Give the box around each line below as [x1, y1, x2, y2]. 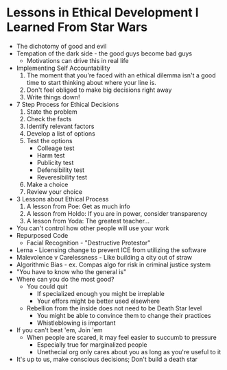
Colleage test [36, 144, 75, 152]
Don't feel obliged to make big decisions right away [26, 86, 172, 94]
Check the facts [26, 114, 72, 123]
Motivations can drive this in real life [26, 56, 129, 64]
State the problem [26, 108, 77, 116]
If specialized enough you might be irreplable [36, 289, 165, 297]
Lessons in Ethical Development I [6, 5, 200, 21]
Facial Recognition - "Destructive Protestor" [26, 238, 151, 247]
